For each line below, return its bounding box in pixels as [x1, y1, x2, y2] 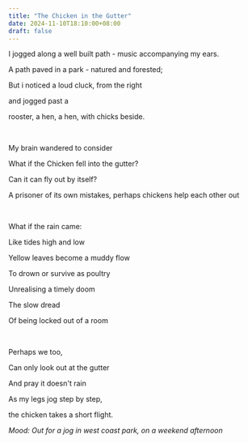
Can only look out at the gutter [8, 363, 110, 373]
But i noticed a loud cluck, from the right [8, 80, 143, 90]
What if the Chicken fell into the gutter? [8, 159, 139, 168]
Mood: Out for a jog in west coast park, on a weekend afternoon [8, 426, 224, 436]
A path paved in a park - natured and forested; [8, 65, 163, 75]
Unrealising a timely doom [8, 284, 95, 294]
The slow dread [8, 300, 61, 310]
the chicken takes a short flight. [8, 410, 114, 420]
